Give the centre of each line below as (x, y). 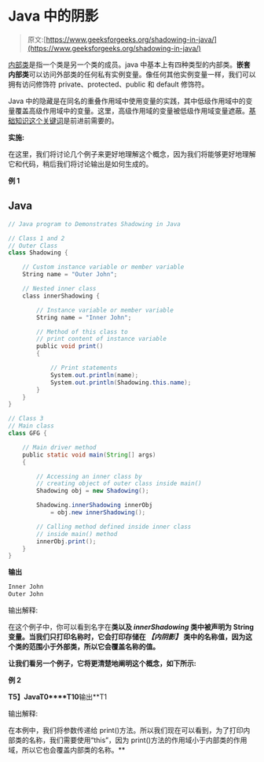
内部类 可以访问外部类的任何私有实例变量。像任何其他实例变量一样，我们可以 (132, 74)
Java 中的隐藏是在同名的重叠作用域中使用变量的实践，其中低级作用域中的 (127, 101)
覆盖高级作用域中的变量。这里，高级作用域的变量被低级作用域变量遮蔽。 (132, 110)
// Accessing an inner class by (90, 476)
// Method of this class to (82, 331)
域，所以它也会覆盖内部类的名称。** (67, 750)
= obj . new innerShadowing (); (98, 512)
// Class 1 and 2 (37, 238)
